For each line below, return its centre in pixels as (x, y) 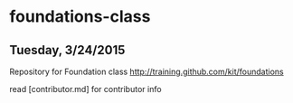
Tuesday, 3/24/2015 (67, 50)
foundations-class (80, 17)
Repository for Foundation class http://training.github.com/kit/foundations (146, 71)
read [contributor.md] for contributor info (85, 89)
